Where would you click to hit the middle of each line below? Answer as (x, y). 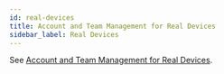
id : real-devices (42, 18)
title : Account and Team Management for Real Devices (113, 26)
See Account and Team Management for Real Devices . (111, 60)
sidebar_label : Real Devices (64, 34)
